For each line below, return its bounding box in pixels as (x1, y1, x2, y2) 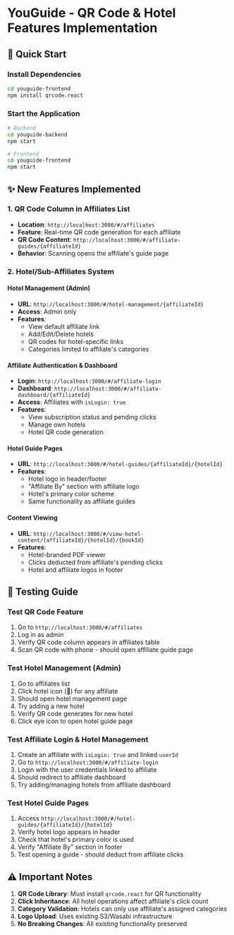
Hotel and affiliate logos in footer (27, 565, 123, 573)
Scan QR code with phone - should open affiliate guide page (17, 645, 194, 654)
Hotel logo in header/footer (27, 475, 107, 483)
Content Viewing (7, 513, 58, 522)
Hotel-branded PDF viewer (27, 550, 106, 559)
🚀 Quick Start (7, 48, 67, 60)
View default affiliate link (27, 322, 100, 330)
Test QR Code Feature (7, 607, 84, 617)
